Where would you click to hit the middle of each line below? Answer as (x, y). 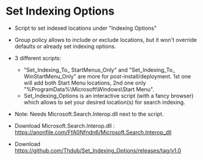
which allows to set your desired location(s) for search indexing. (105, 102)
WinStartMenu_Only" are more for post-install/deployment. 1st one (107, 76)
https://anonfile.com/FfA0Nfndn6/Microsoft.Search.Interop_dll (93, 132)
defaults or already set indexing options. (65, 46)
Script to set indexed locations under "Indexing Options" (86, 28)
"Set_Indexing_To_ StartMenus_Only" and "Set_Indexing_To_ (99, 70)
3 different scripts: (38, 58)
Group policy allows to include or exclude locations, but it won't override (105, 40)
